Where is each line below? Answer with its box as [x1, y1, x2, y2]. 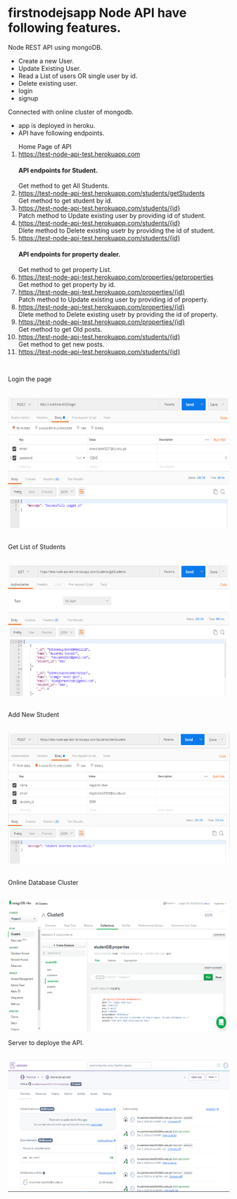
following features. [8, 20, 122, 36]
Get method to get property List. [18, 266, 112, 274]
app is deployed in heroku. [18, 121, 96, 129]
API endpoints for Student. [18, 166, 98, 174]
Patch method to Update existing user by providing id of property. [18, 295, 209, 304]
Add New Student [8, 711, 60, 719]
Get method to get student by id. [18, 197, 113, 205]
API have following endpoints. [18, 129, 105, 137]
